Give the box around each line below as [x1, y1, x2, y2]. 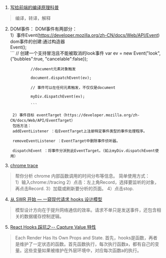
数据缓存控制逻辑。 [24, 214, 64, 219]
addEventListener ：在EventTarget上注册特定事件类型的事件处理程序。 [12, 129, 147, 134]
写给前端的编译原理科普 [10, 5, 59, 10]
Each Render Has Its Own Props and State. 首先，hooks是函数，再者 [15, 235, 158, 241]
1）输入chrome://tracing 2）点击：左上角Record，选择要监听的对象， [15, 179, 159, 185]
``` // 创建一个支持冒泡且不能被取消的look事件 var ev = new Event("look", [10, 50, 161, 56]
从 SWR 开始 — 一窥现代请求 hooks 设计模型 [10, 196, 102, 202]
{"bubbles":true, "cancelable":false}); [10, 56, 88, 62]
